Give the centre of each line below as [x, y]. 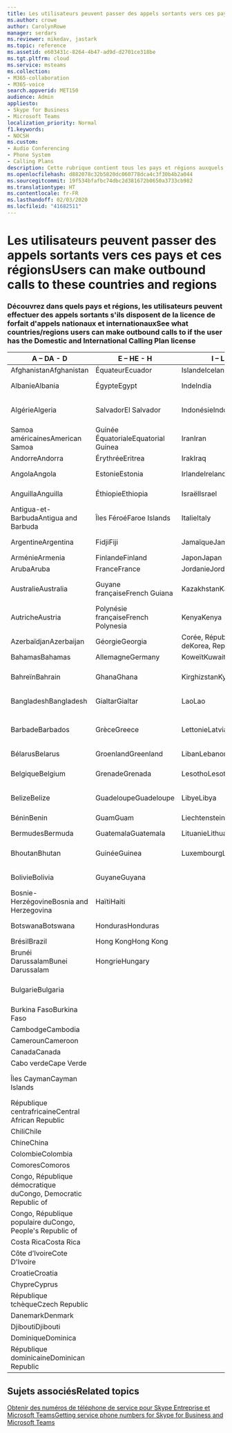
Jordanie [196, 569]
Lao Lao [193, 701]
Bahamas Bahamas [41, 657]
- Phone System [29, 155]
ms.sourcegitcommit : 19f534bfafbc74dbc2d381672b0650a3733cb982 [100, 180]
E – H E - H [135, 359]
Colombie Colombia [42, 1154]
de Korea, [196, 646]
